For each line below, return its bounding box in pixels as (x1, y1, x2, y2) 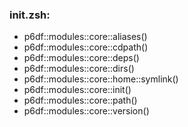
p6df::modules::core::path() (23, 94, 138, 107)
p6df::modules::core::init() (23, 84, 132, 96)
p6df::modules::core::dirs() (23, 63, 135, 75)
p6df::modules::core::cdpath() (23, 41, 149, 53)
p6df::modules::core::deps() (23, 52, 140, 64)
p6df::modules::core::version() (23, 105, 150, 117)
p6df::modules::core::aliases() (23, 31, 148, 43)
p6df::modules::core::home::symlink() (23, 73, 179, 85)
